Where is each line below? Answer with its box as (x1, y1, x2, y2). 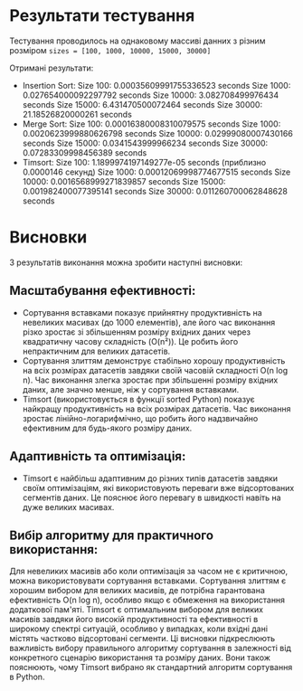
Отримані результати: (9, 62, 94, 73)
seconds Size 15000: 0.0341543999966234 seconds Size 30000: (22, 137, 269, 148)
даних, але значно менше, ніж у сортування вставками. (22, 383, 240, 394)
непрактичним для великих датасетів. (22, 345, 171, 356)
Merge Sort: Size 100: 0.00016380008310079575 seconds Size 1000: (22, 118, 281, 129)
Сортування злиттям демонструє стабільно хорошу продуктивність (22, 355, 286, 366)
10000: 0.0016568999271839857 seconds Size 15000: (22, 175, 226, 186)
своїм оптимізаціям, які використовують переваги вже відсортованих (22, 482, 295, 493)
